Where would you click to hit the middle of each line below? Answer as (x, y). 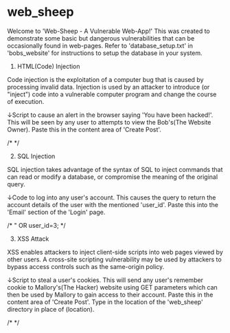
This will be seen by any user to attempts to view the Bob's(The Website (109, 122)
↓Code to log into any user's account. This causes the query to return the (112, 197)
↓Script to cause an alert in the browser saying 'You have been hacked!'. (110, 115)
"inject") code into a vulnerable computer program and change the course (112, 94)
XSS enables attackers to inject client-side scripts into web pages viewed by (115, 252)
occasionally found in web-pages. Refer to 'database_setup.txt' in (100, 45)
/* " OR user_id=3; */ (37, 225)
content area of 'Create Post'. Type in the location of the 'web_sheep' (105, 302)
